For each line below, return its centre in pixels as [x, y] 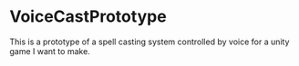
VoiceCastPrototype [88, 17]
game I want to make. [50, 51]
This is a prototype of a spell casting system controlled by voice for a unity [149, 42]
